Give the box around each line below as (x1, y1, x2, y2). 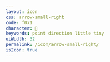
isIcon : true (5, 47, 38, 53)
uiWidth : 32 (5, 36, 35, 42)
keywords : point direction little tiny (5, 31, 105, 37)
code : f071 (5, 19, 33, 25)
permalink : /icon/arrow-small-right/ (5, 42, 99, 48)
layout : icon (5, 8, 38, 15)
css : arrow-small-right (5, 14, 65, 20)
